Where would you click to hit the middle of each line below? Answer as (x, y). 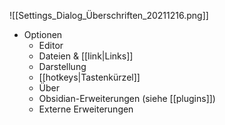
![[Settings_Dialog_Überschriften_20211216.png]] (109, 15)
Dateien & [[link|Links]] (86, 56)
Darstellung (62, 66)
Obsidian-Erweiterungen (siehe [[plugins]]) (127, 98)
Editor (51, 45)
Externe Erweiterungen (86, 109)
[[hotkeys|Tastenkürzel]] (89, 77)
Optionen (43, 34)
